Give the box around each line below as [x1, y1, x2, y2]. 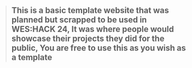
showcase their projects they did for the [11, 34, 165, 44]
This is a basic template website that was [11, 5, 169, 16]
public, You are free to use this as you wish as [11, 43, 186, 54]
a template [11, 52, 52, 63]
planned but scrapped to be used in [11, 15, 147, 25]
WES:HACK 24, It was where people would [11, 24, 174, 34]
